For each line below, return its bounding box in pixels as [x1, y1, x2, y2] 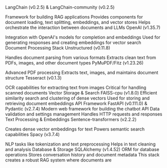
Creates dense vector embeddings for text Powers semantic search [5, 126, 145, 132]
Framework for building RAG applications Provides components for [5, 14, 143, 19]
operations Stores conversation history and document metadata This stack [5, 152, 159, 157]
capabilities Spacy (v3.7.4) [5, 131, 60, 137]
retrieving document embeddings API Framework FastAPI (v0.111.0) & [5, 100, 148, 106]
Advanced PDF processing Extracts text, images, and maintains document [5, 69, 158, 75]
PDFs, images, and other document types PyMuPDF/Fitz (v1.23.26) [5, 60, 144, 65]
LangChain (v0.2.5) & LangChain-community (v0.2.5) [5, 4, 115, 10]
